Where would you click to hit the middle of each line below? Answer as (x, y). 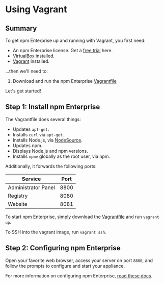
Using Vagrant (36, 9)
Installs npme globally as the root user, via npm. (61, 156)
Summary (21, 28)
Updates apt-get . (31, 129)
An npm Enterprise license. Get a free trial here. (63, 50)
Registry (18, 196)
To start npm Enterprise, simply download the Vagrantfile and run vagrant (82, 217)
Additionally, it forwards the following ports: (51, 166)
